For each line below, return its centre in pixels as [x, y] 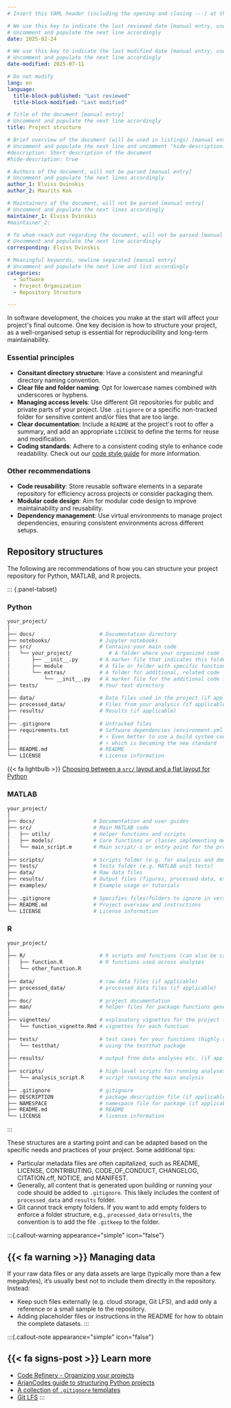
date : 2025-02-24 [32, 39]
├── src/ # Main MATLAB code [78, 828]
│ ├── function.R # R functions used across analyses [106, 963]
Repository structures [55, 552]
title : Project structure [44, 128]
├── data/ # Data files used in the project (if [109, 698]
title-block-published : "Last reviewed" [72, 96]
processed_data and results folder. [66, 1200]
